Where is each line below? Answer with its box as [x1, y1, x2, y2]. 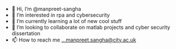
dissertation [11, 30, 41, 37]
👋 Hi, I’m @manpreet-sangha [11, 6, 81, 12]
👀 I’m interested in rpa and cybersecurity [11, 12, 110, 18]
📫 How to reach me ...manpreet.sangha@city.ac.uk [11, 36, 136, 43]
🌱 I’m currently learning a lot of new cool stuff [11, 18, 122, 24]
